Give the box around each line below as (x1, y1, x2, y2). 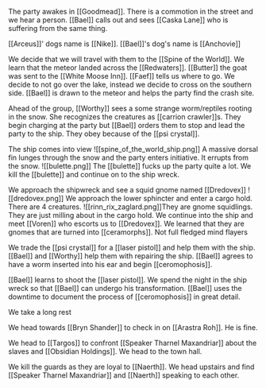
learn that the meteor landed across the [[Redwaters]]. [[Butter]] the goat (8, 63, 248, 72)
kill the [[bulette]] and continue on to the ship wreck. (8, 170, 180, 179)
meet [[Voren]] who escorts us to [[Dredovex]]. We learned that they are (8, 219, 245, 228)
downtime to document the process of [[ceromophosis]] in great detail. (8, 292, 241, 301)
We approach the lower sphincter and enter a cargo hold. (65, 194, 253, 203)
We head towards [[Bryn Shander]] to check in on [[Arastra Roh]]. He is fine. (8, 323, 258, 332)
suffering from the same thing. (8, 24, 108, 33)
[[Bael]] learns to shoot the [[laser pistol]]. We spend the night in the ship (8, 275, 248, 285)
